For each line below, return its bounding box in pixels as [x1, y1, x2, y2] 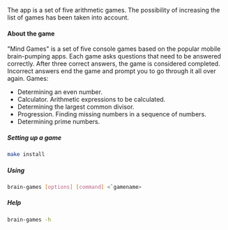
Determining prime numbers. [17, 118, 100, 126]
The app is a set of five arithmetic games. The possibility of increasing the [7, 6, 220, 14]
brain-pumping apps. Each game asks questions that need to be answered [7, 52, 222, 61]
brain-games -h [7, 216, 52, 223]
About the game [7, 29, 55, 38]
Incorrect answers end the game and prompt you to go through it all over [7, 67, 216, 75]
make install [7, 151, 45, 158]
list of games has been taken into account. [7, 13, 130, 22]
